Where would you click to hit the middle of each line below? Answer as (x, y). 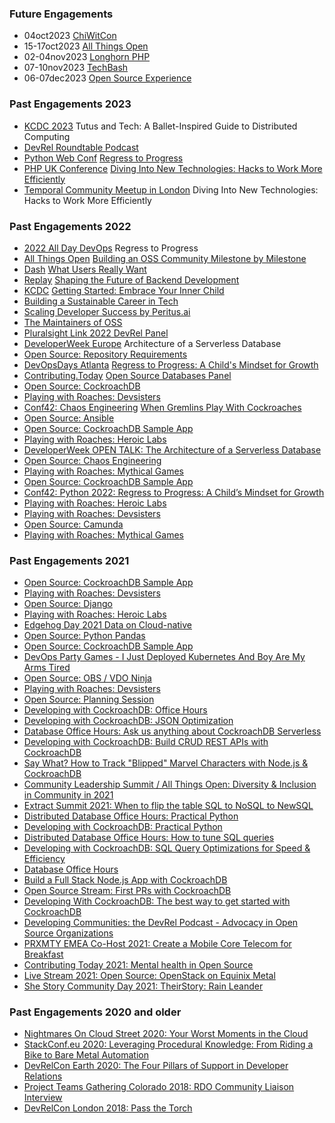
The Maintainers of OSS (73, 322)
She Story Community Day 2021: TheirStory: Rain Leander (143, 986)
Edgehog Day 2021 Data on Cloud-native (108, 625)
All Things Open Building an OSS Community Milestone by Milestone (165, 258)
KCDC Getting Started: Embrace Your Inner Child (124, 290)
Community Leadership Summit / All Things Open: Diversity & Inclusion (170, 784)
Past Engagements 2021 (69, 560)
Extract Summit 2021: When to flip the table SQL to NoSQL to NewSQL (168, 806)
